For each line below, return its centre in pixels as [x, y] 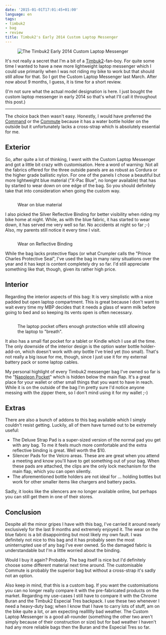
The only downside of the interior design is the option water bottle [72, 346]
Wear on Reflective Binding [45, 244]
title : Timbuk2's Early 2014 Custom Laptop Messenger [62, 38]
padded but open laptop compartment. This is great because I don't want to [82, 302]
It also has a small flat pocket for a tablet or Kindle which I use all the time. [81, 341]
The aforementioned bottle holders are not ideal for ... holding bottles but [86, 476]
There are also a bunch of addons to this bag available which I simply [76, 420]
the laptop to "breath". [40, 331]
